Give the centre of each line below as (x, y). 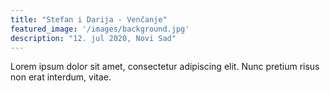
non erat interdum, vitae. (61, 77)
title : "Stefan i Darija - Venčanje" (89, 19)
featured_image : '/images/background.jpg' (100, 29)
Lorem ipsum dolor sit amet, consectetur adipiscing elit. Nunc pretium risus (165, 67)
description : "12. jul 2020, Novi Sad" (93, 38)
